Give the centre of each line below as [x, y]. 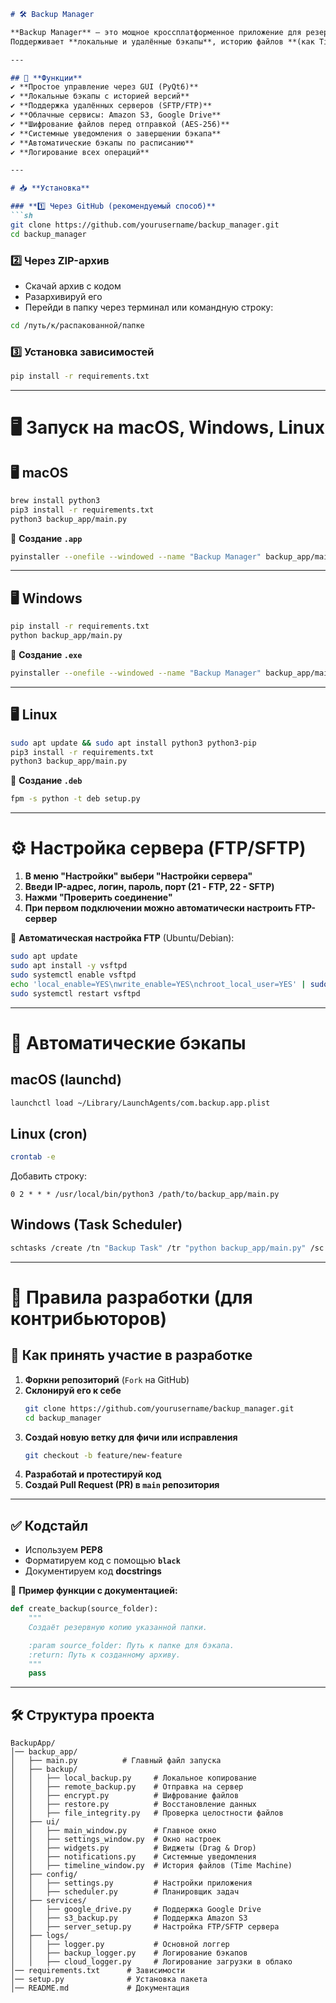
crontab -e [33, 1157]
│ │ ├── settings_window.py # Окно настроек [116, 1840]
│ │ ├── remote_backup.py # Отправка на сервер [127, 1787]
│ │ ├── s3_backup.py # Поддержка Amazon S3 [129, 1918]
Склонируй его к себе [73, 1390]
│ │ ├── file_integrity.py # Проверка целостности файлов [147, 1813]
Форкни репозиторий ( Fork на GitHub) [107, 1379]
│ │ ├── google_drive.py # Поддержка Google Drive [136, 1910]
